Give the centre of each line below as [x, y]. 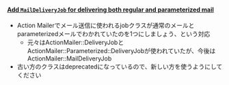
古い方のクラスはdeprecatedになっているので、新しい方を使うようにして [120, 67]
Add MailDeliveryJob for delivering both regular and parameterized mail [110, 10]
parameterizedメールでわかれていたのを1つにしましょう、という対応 [113, 34]
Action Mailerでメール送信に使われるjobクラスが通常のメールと [106, 26]
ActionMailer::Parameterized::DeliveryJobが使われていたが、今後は [121, 51]
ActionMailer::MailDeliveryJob [69, 58]
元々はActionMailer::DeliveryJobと [76, 42]
